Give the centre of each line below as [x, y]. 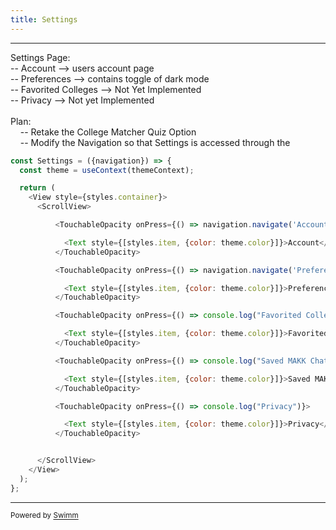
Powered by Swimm [44, 516]
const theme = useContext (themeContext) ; [107, 170]
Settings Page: [40, 57]
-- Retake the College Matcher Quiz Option [108, 132]
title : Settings [44, 19]
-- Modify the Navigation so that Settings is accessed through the [155, 142]
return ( [37, 188]
